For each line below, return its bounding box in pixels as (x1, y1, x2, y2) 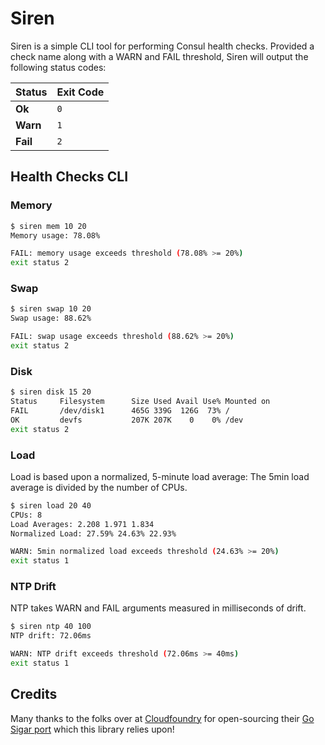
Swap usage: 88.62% (10, 313, 92, 324)
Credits (10, 686, 58, 703)
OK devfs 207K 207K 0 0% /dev (10, 415, 244, 425)
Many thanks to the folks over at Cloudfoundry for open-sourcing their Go (10, 712, 315, 724)
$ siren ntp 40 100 (10, 622, 92, 632)
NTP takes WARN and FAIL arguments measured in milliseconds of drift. (10, 602, 307, 614)
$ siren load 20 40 (10, 500, 92, 511)
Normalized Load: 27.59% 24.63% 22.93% (10, 528, 177, 539)
